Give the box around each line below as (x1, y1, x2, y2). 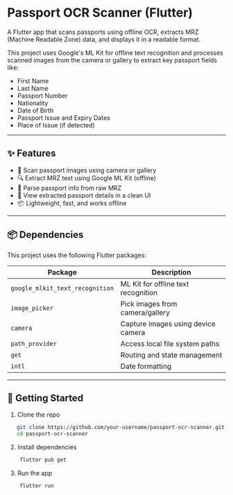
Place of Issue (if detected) (17, 121, 95, 129)
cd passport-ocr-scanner (16, 431, 89, 437)
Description (151, 267, 191, 277)
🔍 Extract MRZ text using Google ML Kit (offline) (17, 173, 157, 182)
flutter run (19, 483, 54, 489)
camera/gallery (120, 307, 170, 317)
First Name (17, 76, 49, 85)
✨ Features (7, 148, 56, 159)
